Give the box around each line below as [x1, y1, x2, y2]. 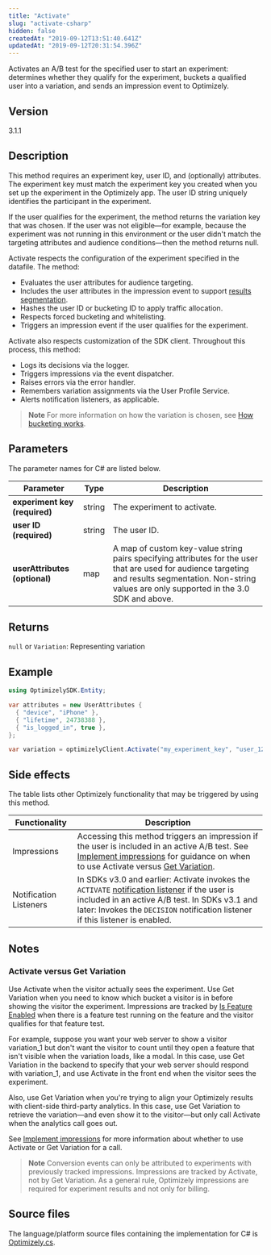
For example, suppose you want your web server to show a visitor [8, 1034, 227, 1044]
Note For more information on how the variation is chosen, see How [27, 410, 254, 419]
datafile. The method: [8, 261, 80, 271]
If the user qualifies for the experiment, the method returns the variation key [8, 211, 261, 222]
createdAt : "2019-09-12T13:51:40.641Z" [8, 34, 143, 43]
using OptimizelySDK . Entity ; [8, 686, 106, 694]
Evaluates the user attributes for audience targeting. [19, 277, 194, 287]
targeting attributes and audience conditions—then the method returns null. [8, 237, 260, 247]
